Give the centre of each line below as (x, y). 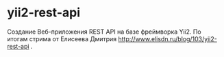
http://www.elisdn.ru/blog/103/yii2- (167, 38)
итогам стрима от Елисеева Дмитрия (62, 38)
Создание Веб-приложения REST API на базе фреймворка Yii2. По (104, 32)
